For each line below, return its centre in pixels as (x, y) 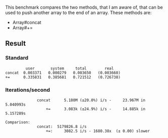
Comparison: (18, 122)
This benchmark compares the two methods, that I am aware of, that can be (84, 7)
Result (16, 44)
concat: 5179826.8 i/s (62, 126)
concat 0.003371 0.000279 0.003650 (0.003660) (63, 73)
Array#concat (27, 22)
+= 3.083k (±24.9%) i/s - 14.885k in (95, 109)
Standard (17, 58)
